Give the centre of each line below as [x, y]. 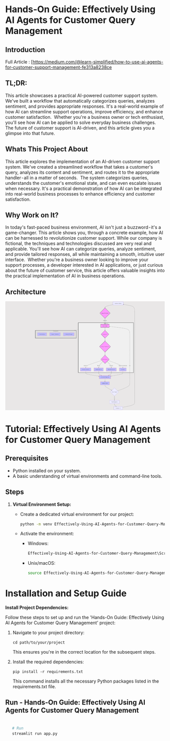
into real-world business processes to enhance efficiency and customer [80, 194]
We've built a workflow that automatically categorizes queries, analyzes [80, 101]
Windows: [38, 543]
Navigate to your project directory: [48, 633]
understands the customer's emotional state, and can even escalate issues [83, 183]
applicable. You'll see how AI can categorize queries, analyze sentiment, [81, 249]
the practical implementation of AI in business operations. [65, 276]
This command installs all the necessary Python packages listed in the [86, 681]
